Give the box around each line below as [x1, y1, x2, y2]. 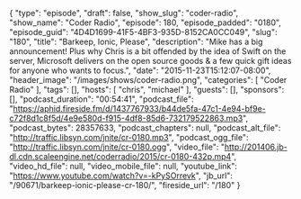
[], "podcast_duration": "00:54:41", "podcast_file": [9, 94, 195, 104]
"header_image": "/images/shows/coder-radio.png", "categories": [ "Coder [9, 75, 288, 85]
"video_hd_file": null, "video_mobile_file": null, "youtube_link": [9, 161, 238, 171]
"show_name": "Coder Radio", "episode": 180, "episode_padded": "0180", [9, 17, 281, 28]
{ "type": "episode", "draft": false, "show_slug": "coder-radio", [9, 8, 239, 18]
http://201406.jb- [224, 141, 288, 152]
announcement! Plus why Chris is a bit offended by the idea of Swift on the [9, 46, 287, 57]
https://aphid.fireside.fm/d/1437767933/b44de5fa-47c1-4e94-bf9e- [13, 104, 267, 113]
